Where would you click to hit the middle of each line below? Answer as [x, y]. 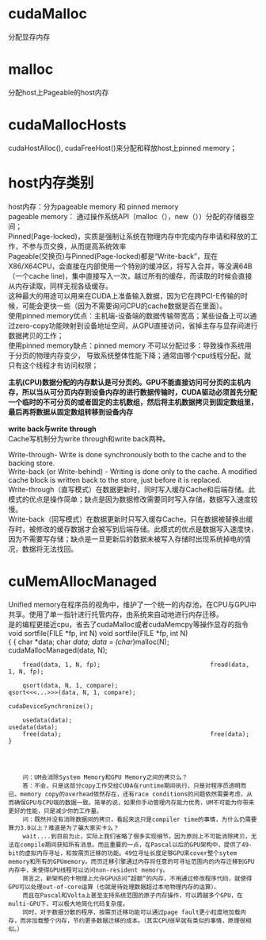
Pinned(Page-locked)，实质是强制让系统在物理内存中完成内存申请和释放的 [129, 236]
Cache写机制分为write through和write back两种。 [89, 438]
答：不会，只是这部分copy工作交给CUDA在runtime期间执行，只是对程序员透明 [131, 786]
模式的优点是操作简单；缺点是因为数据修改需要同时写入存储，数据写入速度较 [133, 499]
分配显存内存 [29, 37]
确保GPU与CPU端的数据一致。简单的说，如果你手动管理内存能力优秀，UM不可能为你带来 [134, 803]
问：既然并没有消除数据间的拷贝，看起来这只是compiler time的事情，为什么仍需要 [140, 819]
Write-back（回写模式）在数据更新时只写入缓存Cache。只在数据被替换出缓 [131, 519]
